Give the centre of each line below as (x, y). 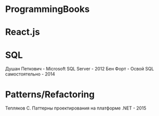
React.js (22, 32)
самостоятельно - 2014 (30, 74)
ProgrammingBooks (47, 9)
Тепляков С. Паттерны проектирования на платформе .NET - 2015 (76, 108)
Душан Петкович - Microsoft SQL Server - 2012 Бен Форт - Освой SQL (79, 69)
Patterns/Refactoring (50, 94)
